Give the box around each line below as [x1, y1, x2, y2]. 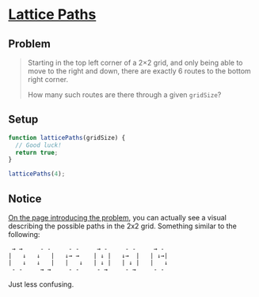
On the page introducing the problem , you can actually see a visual [8, 213, 227, 222]
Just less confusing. [8, 280, 74, 289]
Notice [8, 192, 42, 205]
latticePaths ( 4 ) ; [8, 170, 66, 179]
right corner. [27, 75, 69, 84]
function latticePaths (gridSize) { [8, 133, 126, 141]
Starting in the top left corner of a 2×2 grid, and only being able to [27, 58, 243, 67]
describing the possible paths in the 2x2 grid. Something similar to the [8, 221, 238, 231]
